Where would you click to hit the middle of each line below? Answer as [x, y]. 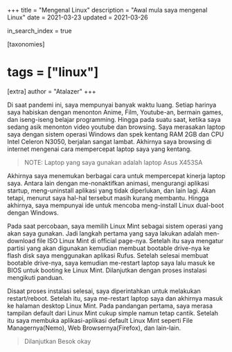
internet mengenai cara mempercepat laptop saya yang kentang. [99, 149]
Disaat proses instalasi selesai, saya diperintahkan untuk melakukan [104, 291]
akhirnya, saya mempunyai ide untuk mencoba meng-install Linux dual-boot [116, 205]
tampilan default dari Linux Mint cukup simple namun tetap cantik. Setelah [113, 313]
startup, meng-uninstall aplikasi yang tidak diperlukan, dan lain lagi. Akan [111, 191]
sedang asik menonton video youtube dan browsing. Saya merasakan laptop [116, 127]
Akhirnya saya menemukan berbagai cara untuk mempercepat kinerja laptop [116, 175]
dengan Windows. [33, 212]
